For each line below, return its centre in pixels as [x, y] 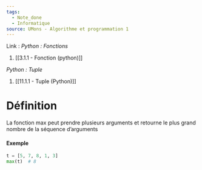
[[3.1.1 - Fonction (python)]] [49, 58]
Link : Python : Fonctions [37, 46]
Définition [32, 106]
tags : [13, 12]
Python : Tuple [24, 70]
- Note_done [27, 18]
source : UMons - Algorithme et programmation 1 [68, 29]
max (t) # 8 [21, 161]
